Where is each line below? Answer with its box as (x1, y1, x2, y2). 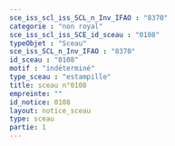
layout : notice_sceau (9, 106, 92, 115)
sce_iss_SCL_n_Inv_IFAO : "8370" (9, 47, 136, 56)
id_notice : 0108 (9, 97, 71, 107)
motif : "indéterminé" (9, 64, 95, 73)
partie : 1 (9, 123, 47, 132)
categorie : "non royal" (9, 22, 103, 31)
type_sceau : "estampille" (9, 73, 112, 82)
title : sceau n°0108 (9, 81, 88, 90)
